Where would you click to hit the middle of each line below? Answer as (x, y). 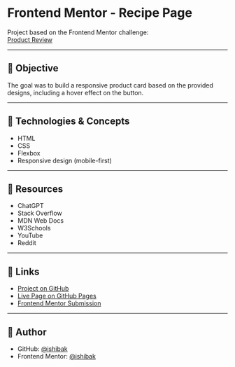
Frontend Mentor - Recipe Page (100, 13)
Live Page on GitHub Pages (57, 296)
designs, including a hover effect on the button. (76, 92)
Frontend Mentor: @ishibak (57, 356)
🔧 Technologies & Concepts (69, 122)
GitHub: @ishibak (42, 349)
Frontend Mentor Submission (59, 303)
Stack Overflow (40, 213)
